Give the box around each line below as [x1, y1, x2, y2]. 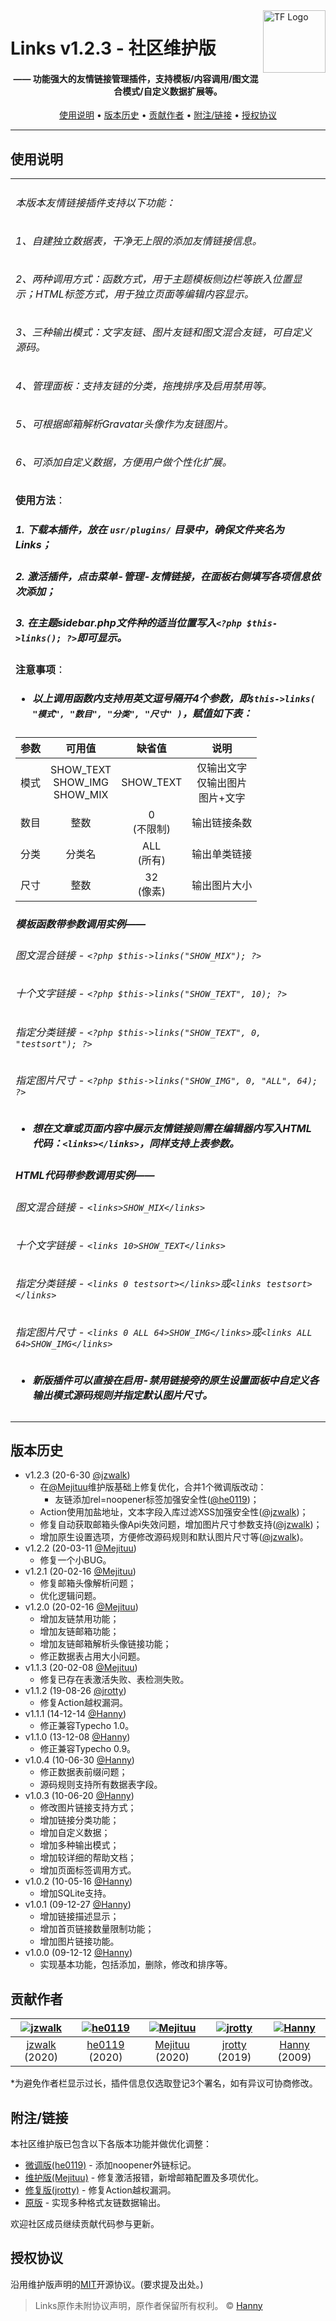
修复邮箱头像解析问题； [39, 1577, 137, 1589]
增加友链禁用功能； [39, 1613, 120, 1625]
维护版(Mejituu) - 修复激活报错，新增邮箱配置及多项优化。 [24, 2171, 265, 2183]
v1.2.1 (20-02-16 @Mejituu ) [24, 1565, 137, 1578]
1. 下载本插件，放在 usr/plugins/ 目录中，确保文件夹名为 [15, 522, 285, 536]
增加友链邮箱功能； [39, 1625, 120, 1638]
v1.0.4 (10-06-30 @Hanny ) [24, 1754, 135, 1766]
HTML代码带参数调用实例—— [15, 1169, 155, 1182]
